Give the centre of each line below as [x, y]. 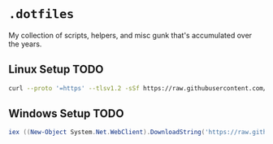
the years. [25, 44]
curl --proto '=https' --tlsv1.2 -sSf [74, 88]
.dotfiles [41, 14]
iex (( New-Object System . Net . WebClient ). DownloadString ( [107, 133]
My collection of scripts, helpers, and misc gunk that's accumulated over [130, 35]
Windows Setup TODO [66, 113]
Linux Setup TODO [56, 70]
